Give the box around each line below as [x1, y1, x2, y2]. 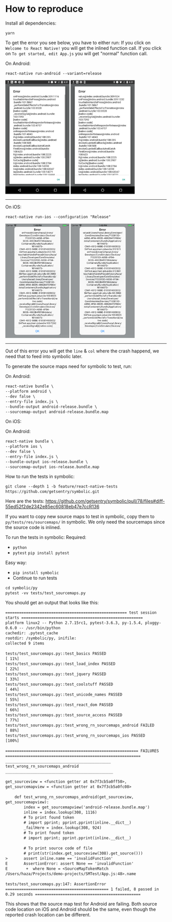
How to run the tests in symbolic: [5, 473, 75, 479]
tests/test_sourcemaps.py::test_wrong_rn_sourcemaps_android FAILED [5, 723, 155, 728]
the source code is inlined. [5, 524, 61, 530]
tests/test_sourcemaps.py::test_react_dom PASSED [5, 702, 114, 707]
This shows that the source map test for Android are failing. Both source [5, 900, 157, 907]
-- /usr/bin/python [18, 625, 60, 631]
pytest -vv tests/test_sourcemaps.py [5, 590, 86, 596]
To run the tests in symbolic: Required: [5, 534, 87, 540]
